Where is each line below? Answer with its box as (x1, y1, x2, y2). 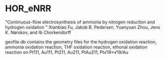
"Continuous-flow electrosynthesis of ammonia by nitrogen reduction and (5, 19, 155, 25)
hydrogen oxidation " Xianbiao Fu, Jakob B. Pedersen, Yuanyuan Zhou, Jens (5, 24, 161, 30)
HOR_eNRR (5, 3, 52, 14)
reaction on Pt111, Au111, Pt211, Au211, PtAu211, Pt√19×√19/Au (5, 49, 128, 55)
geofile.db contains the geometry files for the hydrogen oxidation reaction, (5, 39, 157, 44)
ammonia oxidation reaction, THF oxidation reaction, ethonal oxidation (5, 44, 148, 50)
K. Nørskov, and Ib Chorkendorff (5, 29, 72, 35)
